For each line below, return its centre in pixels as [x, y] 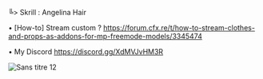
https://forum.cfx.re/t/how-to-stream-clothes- [179, 28]
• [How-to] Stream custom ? [55, 28]
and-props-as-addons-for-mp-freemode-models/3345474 [105, 36]
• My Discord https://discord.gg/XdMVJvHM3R [86, 51]
